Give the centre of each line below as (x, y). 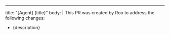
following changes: (25, 18)
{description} (26, 27)
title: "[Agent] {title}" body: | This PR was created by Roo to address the (80, 13)
